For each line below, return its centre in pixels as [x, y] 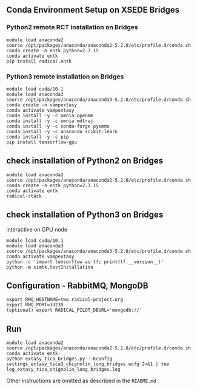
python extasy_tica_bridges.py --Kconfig [59, 359]
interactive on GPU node [37, 229]
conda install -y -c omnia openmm [50, 115]
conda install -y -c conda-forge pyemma [58, 126]
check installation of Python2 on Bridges [85, 161]
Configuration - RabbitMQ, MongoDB [77, 286]
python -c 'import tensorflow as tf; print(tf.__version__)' [85, 262]
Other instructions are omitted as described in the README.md [81, 381]
